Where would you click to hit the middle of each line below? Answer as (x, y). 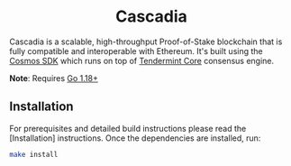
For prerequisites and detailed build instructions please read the (128, 128)
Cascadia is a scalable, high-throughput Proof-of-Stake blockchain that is (146, 41)
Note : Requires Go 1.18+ (54, 78)
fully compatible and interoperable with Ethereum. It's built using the (136, 51)
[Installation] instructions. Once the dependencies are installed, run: (135, 138)
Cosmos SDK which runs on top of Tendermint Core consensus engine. (142, 60)
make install (34, 154)
